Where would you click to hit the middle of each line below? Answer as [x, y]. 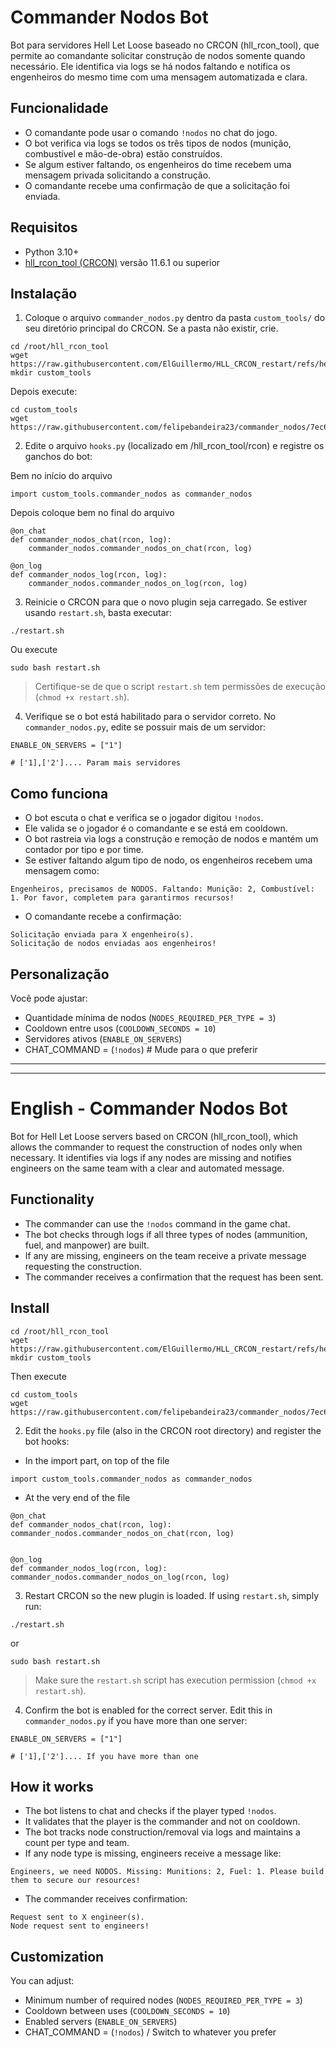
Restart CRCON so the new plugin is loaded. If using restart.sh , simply [172, 1595]
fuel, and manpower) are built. [87, 1245]
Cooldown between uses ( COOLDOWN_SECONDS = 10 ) [127, 2011]
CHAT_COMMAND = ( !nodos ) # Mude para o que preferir [141, 1049]
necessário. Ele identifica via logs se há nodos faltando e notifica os [150, 66]
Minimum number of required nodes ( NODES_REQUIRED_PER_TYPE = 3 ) [163, 2000]
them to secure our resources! [75, 1881]
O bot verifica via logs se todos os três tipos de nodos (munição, [158, 143]
